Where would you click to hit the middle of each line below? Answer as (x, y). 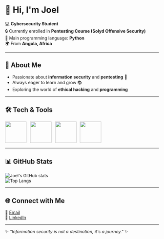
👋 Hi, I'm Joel (32, 10)
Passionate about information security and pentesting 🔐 (70, 77)
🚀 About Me (23, 65)
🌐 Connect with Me (35, 201)
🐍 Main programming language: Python (45, 38)
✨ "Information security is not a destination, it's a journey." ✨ (67, 232)
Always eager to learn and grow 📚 (47, 82)
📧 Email (13, 212)
